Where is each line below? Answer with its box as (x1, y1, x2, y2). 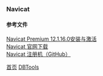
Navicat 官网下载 (6, 43, 48, 50)
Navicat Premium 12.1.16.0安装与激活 (6, 35, 97, 43)
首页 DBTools (6, 63, 39, 71)
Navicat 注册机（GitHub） (6, 50, 71, 58)
